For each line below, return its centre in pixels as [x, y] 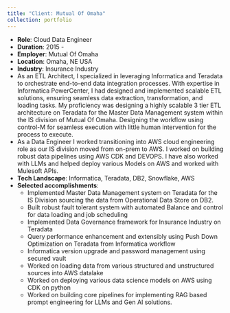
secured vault [47, 258]
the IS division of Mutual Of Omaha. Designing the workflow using [110, 119]
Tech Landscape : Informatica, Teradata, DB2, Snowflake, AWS [106, 178]
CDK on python [49, 287]
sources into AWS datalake [65, 273]
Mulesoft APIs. [38, 171]
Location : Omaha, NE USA [55, 61]
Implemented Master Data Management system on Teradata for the [122, 192]
